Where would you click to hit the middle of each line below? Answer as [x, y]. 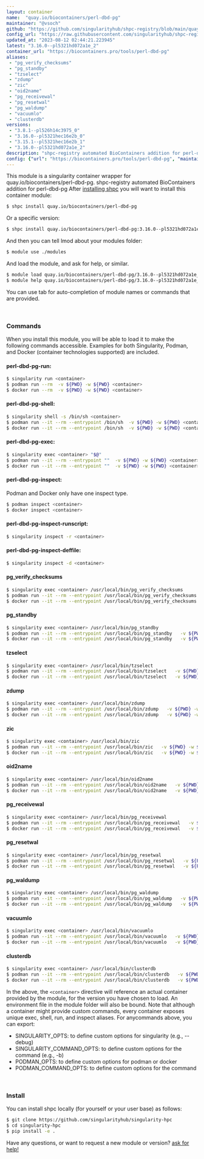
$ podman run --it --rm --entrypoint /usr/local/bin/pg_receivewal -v [100, 823]
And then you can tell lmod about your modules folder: [74, 241]
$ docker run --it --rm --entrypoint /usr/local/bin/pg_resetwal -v [97, 866]
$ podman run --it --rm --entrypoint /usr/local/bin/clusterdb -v [95, 974]
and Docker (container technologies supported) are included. [83, 352]
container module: [29, 196]
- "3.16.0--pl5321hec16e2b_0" [47, 136]
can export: [21, 1024]
